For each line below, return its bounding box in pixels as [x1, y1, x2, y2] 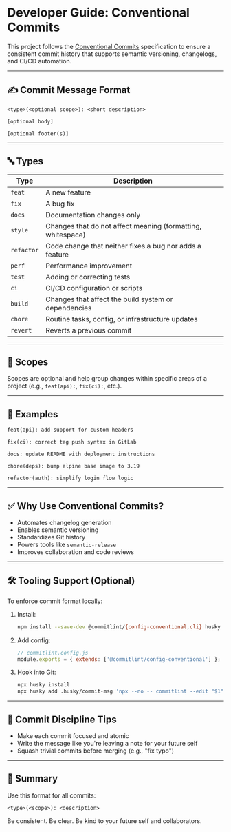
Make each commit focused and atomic [16, 732, 129, 740]
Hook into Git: [16, 668, 56, 677]
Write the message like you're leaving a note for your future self [16, 740, 198, 747]
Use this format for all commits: [7, 791, 96, 800]
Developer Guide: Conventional [7, 5, 190, 21]
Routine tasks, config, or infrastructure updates [45, 314, 198, 324]
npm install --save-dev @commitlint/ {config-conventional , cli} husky [16, 623, 221, 631]
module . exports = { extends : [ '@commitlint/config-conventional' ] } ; [16, 655, 221, 663]
